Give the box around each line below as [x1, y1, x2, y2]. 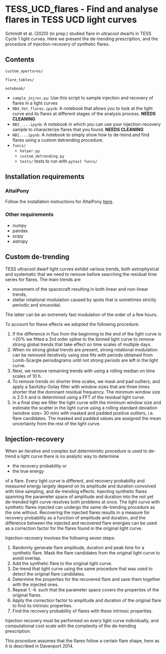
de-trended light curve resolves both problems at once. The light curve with [5, 499, 160, 505]
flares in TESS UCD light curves [5, 14, 137, 25]
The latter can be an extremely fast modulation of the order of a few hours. [5, 312, 158, 318]
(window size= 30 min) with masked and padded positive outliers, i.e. [12, 410, 155, 416]
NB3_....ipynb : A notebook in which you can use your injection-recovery [12, 121, 161, 127]
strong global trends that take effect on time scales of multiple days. [12, 341, 152, 347]
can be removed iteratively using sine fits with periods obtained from [12, 352, 153, 358]
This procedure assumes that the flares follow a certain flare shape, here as [5, 638, 160, 644]
